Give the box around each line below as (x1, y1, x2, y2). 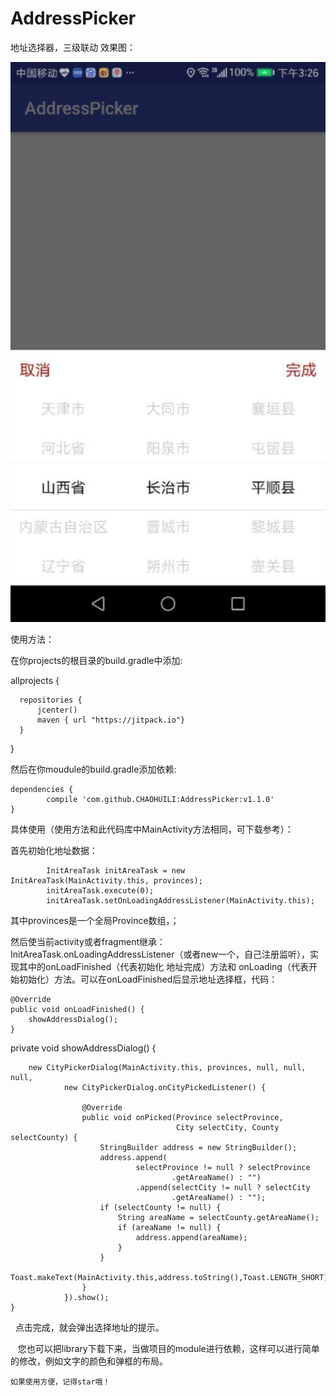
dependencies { (10, 784, 74, 794)
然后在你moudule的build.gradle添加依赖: (10, 763, 177, 775)
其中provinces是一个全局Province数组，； (10, 914, 180, 926)
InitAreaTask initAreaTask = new (46, 865, 186, 876)
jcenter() (36, 705, 78, 715)
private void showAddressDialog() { (10, 1042, 157, 1054)
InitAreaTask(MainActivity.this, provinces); (10, 875, 203, 886)
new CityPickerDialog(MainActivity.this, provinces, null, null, (28, 1062, 307, 1072)
